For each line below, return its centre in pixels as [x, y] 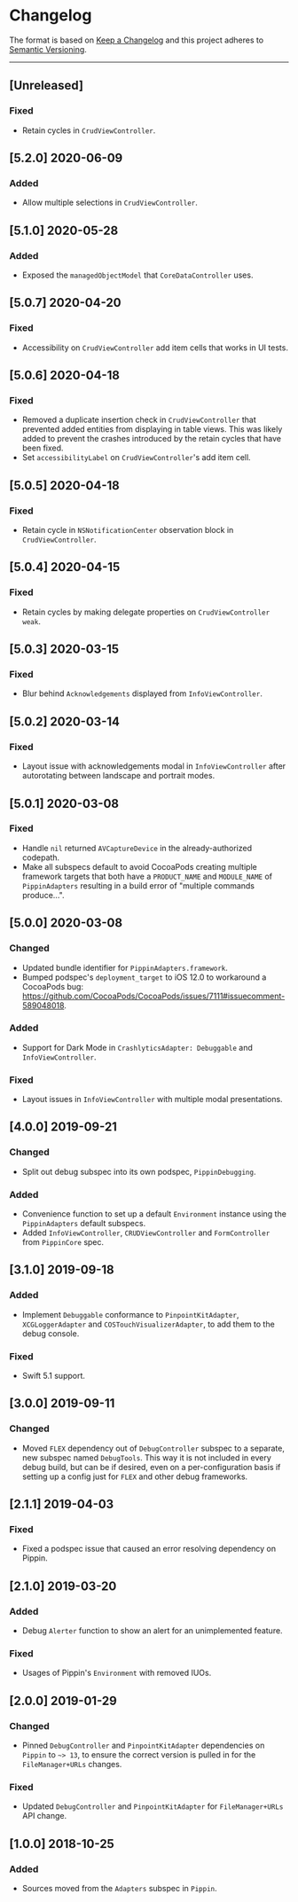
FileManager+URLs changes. [72, 1765]
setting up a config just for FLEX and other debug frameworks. [135, 1476]
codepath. [41, 857]
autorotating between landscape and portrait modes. [118, 776]
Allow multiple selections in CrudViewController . [110, 203]
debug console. [51, 1333]
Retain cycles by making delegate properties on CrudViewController [146, 612]
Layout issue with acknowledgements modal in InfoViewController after [154, 766]
